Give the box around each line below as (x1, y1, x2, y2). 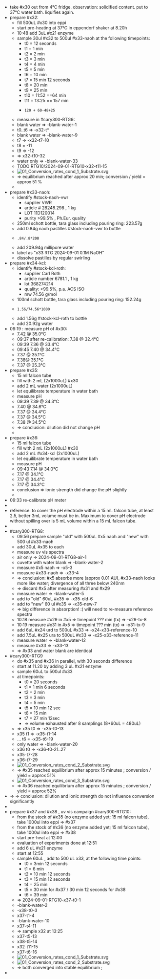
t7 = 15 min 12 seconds (24, 77, 71, 83)
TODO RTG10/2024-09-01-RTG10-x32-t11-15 (17, 163, 107, 169)
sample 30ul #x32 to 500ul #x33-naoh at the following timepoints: (17, 35, 150, 41)
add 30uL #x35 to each (17, 544, 64, 549)
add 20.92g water (17, 321, 53, 326)
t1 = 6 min (24, 866, 44, 871)
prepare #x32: (9, 15, 39, 20)
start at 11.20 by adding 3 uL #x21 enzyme (17, 663, 101, 669)
